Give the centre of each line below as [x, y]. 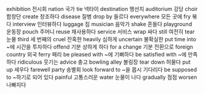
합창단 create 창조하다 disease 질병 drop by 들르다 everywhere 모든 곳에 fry [99, 16]
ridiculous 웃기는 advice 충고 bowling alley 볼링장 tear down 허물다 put [104, 62]
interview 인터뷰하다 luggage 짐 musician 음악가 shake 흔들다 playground [102, 24]
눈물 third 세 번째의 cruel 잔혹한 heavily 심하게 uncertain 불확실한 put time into [101, 39]
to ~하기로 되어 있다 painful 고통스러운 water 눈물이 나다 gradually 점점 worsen [102, 77]
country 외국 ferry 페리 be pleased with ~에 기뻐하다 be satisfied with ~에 [97, 54]
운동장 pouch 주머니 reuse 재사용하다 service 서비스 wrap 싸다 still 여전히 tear [101, 32]
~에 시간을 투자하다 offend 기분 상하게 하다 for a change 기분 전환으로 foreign [100, 47]
